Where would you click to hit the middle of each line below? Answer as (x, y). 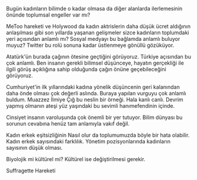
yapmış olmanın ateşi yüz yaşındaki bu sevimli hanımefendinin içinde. (91, 106)
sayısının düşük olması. (34, 148)
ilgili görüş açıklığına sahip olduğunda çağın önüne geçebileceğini (86, 69)
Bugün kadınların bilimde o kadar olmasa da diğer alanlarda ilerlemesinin (94, 9)
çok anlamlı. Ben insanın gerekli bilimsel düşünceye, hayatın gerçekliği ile (95, 63)
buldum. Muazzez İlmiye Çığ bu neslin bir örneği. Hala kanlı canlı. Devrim (95, 99)
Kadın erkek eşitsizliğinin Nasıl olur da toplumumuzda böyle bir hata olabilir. (98, 135)
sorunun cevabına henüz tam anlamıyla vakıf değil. (68, 123)
